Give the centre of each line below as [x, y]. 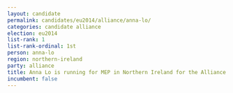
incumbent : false [32, 79]
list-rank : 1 [26, 40]
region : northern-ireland [45, 59]
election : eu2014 [32, 33]
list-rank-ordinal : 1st [42, 46]
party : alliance [31, 66]
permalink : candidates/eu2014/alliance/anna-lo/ [79, 20]
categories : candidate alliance [54, 27]
